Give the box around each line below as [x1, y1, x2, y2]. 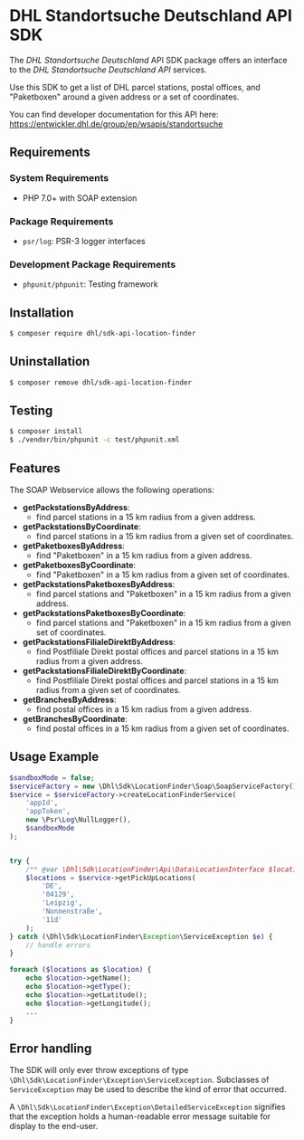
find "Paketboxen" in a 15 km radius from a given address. [35, 549, 252, 561]
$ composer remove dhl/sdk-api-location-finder [9, 377, 193, 387]
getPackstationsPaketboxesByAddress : [22, 578, 176, 589]
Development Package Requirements [9, 258, 176, 271]
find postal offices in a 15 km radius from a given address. [35, 703, 252, 715]
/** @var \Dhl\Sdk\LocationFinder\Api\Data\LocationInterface [25, 865, 265, 874]
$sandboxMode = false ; [9, 773, 95, 783]
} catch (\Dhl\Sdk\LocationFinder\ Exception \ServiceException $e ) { [9, 932, 273, 941]
